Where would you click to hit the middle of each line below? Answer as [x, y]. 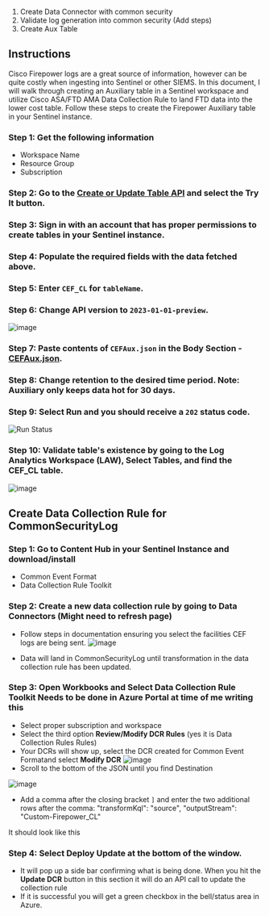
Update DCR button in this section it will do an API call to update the [132, 880]
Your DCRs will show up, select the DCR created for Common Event [132, 751]
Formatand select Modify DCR [70, 759]
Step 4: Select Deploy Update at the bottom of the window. [125, 853]
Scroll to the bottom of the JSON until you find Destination [116, 768]
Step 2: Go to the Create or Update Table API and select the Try [134, 193]
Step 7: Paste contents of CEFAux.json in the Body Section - [125, 349]
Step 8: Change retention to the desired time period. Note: [124, 380]
